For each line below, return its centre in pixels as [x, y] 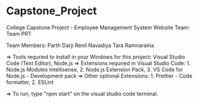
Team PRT [19, 33]
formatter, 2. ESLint [30, 82]
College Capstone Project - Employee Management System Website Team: [98, 27]
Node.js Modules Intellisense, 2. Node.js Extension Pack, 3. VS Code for [95, 69]
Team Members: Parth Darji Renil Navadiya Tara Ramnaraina [80, 45]
